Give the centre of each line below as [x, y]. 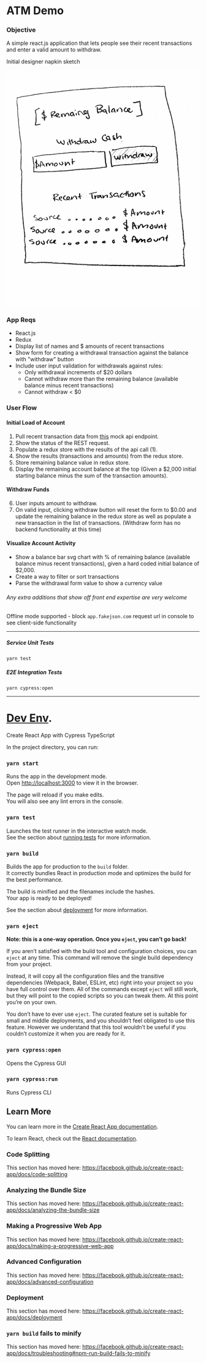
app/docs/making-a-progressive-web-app [60, 1246]
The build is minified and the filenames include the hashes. [81, 891]
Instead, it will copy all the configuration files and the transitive [85, 976]
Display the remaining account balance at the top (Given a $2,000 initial [106, 469]
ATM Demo [35, 11]
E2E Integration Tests [34, 672]
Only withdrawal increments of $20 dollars [78, 372]
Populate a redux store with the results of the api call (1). [86, 449]
